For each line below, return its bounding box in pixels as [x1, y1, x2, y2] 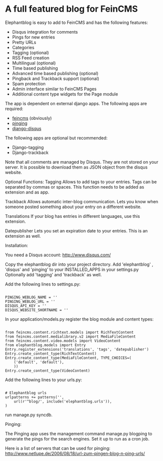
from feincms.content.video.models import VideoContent [5, 338, 121, 343]
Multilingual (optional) [12, 60, 56, 66]
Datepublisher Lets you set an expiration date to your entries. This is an [5, 228, 148, 233]
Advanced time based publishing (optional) [12, 70, 99, 76]
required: [5, 106, 23, 112]
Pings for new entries [12, 34, 55, 40]
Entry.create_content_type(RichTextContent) [5, 351, 97, 356]
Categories [12, 44, 35, 50]
